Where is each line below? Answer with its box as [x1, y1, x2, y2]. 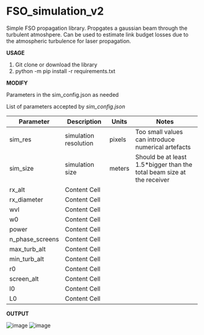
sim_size [9, 164, 34, 172]
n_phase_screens [9, 234, 59, 243]
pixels [109, 135, 126, 144]
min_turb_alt [9, 255, 44, 263]
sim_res [9, 135, 32, 144]
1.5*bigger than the [135, 160, 192, 169]
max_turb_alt [9, 245, 46, 253]
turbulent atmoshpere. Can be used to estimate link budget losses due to [6, 30, 189, 38]
